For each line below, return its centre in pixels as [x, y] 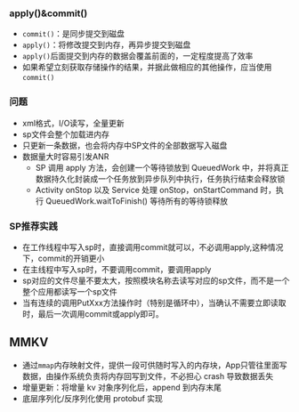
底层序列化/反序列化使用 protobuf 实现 [92, 398]
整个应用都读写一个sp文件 [69, 291]
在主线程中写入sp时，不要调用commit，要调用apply [117, 269]
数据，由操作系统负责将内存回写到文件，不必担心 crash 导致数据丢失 [148, 376]
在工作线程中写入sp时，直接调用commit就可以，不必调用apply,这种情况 [153, 246]
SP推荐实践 [33, 226]
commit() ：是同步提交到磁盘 [73, 34]
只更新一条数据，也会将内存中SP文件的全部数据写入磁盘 [125, 145]
